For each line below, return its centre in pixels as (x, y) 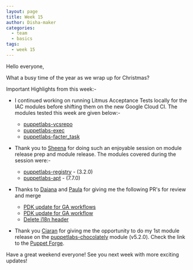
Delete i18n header (46, 219)
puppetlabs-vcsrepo (48, 124)
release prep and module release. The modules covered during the (95, 154)
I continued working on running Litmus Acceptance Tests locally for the (101, 100)
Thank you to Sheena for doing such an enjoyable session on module (98, 148)
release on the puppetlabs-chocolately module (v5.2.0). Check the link (100, 237)
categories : (21, 28)
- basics (22, 39)
